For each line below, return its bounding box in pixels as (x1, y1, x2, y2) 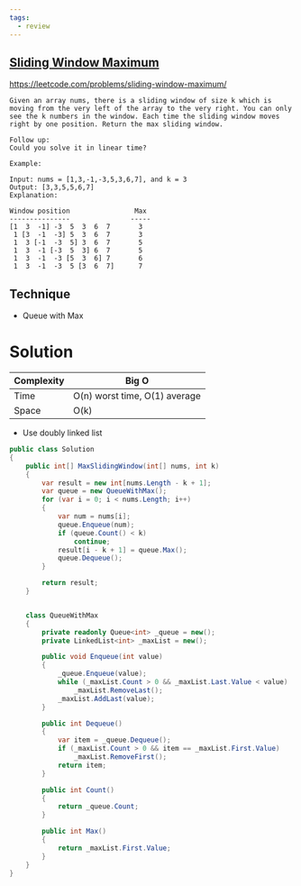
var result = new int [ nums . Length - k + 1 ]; (41, 479, 212, 488)
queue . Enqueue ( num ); (57, 520, 135, 529)
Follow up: (9, 136, 50, 145)
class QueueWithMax (25, 610, 99, 620)
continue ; (73, 537, 111, 546)
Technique (9, 286, 70, 302)
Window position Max (9, 206, 147, 216)
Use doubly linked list (22, 427, 103, 438)
